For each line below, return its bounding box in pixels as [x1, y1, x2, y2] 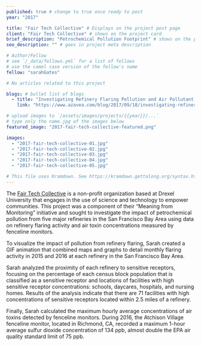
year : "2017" [6, 14, 39, 20]
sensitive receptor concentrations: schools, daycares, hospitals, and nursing [6, 283, 194, 290]
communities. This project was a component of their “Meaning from [6, 202, 173, 210]
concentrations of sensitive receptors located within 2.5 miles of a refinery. [6, 296, 191, 303]
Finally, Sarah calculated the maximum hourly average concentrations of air [6, 307, 193, 314]
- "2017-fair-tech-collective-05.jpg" [11, 163, 109, 169]
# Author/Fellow [6, 53, 47, 59]
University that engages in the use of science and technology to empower [6, 196, 188, 204]
